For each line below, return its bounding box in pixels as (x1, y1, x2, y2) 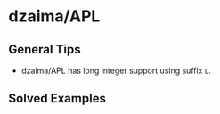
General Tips (8, 42, 81, 57)
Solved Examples (8, 91, 106, 106)
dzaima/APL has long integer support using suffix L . (20, 65, 211, 76)
